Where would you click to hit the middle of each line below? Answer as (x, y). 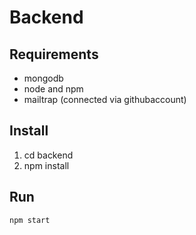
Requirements (54, 54)
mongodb (43, 78)
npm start (30, 220)
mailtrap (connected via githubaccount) (105, 99)
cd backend (48, 155)
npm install (46, 165)
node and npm (53, 89)
